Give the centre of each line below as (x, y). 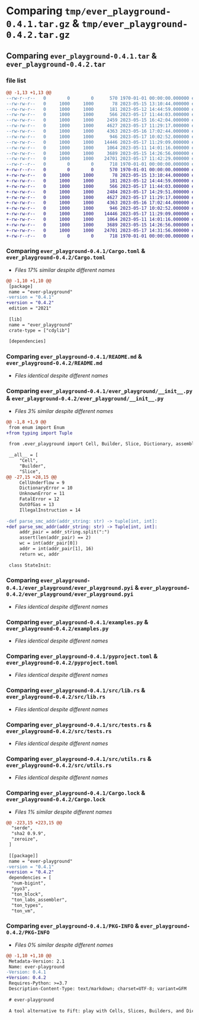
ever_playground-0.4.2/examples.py (57, 629)
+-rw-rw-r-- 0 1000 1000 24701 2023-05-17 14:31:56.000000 (98, 230)
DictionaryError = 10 (46, 488)
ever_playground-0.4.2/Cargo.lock (56, 800)
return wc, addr (39, 554)
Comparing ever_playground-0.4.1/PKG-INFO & (73, 926)
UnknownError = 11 (42, 494)
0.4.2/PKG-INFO (28, 933)
